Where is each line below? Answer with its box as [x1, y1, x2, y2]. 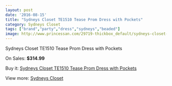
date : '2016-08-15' [5, 12, 47, 17]
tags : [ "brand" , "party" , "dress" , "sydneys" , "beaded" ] [5, 27, 120, 32]
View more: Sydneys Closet [5, 75, 63, 81]
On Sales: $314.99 [5, 55, 45, 61]
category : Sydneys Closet [5, 21, 60, 27]
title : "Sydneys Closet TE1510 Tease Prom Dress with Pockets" [5, 17, 143, 22]
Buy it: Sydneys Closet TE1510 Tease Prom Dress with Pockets [5, 65, 137, 71]
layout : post [5, 7, 33, 13]
